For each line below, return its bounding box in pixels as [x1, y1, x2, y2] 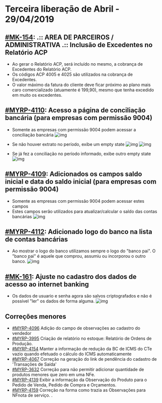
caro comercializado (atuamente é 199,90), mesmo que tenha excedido [12, 87, 154, 93]
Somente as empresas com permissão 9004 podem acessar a [12, 126, 136, 132]
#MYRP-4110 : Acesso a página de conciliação [5, 106, 146, 115]
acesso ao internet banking [5, 280, 89, 288]
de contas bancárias [5, 235, 68, 244]
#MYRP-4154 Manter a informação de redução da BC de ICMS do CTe [12, 346, 152, 352]
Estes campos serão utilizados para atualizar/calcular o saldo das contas [12, 208, 157, 214]
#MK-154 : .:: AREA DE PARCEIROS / [5, 33, 114, 41]
